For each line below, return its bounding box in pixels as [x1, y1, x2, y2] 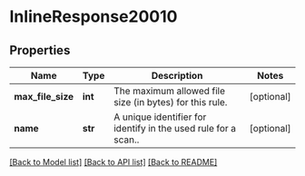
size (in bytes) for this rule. [113, 96, 228, 108]
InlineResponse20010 [9, 6, 178, 27]
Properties [9, 43, 71, 58]
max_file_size [14, 91, 74, 103]
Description [151, 70, 203, 82]
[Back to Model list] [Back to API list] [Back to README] [9, 157, 218, 167]
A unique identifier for [113, 111, 207, 123]
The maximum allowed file [113, 84, 225, 97]
